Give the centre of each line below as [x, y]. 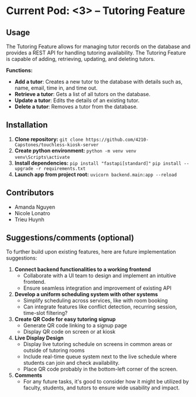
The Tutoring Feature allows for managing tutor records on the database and [98, 46]
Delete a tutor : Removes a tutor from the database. [76, 106]
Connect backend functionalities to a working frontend [82, 269]
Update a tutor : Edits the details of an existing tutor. [77, 100]
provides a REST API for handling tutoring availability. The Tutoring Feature [96, 53]
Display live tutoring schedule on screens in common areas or [98, 344]
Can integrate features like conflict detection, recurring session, [100, 307]
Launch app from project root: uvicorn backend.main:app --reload [96, 174]
